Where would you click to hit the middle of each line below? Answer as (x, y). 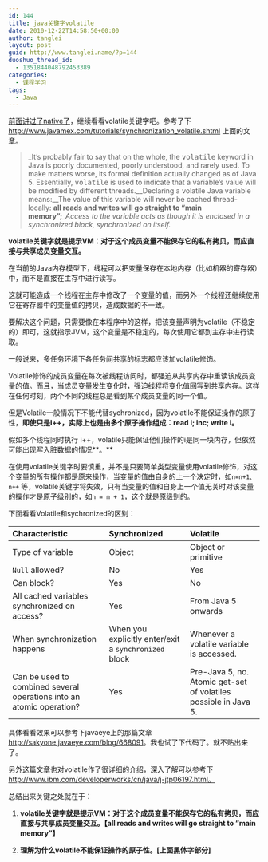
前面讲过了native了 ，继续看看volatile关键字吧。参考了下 (100, 121)
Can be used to (41, 677)
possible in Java (221, 702)
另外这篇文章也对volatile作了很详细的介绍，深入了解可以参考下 (111, 769)
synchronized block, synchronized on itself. (99, 225)
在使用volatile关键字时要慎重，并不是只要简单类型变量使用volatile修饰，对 (130, 467)
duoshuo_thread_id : (41, 61)
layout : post (30, 45)
